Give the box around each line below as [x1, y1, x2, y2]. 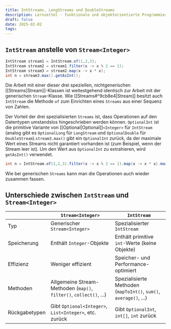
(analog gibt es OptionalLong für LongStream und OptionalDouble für [5, 130, 146, 136]
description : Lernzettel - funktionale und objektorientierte [5, 12, 140, 17]
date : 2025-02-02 [5, 21, 42, 27]
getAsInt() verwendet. [5, 151, 53, 158]
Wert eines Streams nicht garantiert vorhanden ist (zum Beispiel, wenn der [5, 141, 162, 147]
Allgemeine [50, 279, 78, 286]
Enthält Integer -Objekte [50, 240, 109, 247]
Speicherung [8, 240, 39, 247]
